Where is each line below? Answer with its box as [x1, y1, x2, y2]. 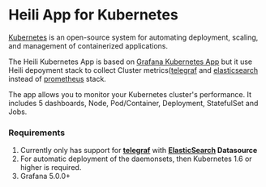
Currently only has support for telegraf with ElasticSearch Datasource [19, 146, 258, 155]
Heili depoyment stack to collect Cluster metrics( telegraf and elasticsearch [8, 65, 259, 74]
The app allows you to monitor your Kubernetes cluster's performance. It [8, 89, 251, 99]
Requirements [8, 127, 66, 138]
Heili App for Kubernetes [8, 6, 178, 24]
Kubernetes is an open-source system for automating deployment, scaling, [8, 32, 259, 42]
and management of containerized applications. [8, 40, 169, 50]
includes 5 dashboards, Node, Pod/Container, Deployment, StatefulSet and [8, 98, 259, 108]
